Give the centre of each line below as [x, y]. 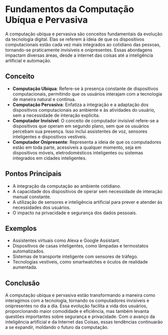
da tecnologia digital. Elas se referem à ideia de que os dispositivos [75, 39]
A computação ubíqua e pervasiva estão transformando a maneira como [80, 295]
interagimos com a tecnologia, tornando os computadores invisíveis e [77, 301]
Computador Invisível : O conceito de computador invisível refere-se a [86, 120]
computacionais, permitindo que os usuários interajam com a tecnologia [87, 94]
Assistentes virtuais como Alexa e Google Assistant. [66, 240]
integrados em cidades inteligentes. [50, 158]
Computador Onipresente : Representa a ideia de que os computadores [87, 142]
